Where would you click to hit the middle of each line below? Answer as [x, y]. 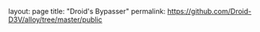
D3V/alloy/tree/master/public [55, 20]
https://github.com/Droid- [210, 11]
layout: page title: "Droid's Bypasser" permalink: [87, 11]
